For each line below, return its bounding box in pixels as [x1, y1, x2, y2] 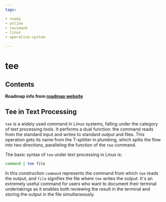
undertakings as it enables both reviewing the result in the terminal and [5, 186, 150, 192]
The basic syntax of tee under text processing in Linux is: [5, 151, 122, 157]
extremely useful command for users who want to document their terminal [5, 181, 157, 187]
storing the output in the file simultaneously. [5, 191, 95, 197]
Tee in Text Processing [5, 108, 77, 116]
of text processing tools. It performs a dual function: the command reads [5, 126, 154, 132]
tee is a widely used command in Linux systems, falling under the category [5, 121, 158, 127]
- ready [5, 16, 21, 21]
